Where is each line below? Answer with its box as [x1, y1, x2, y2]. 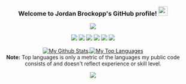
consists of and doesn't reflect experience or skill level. [25, 60, 161, 67]
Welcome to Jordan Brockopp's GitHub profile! [18, 9, 157, 17]
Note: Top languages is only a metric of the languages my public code [6, 53, 180, 61]
